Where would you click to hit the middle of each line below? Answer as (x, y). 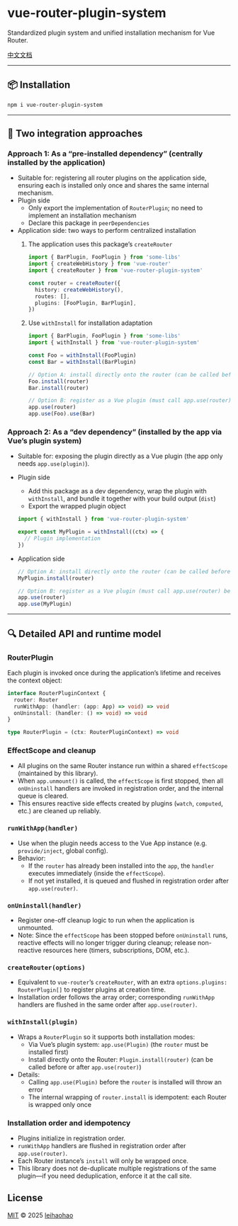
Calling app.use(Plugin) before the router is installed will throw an (125, 1082)
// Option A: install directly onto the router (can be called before (124, 571)
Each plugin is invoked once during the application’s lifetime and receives (114, 672)
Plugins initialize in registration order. (72, 1138)
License (25, 1198)
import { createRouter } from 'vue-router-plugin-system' (115, 270)
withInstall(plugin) (43, 1022)
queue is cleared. (43, 796)
